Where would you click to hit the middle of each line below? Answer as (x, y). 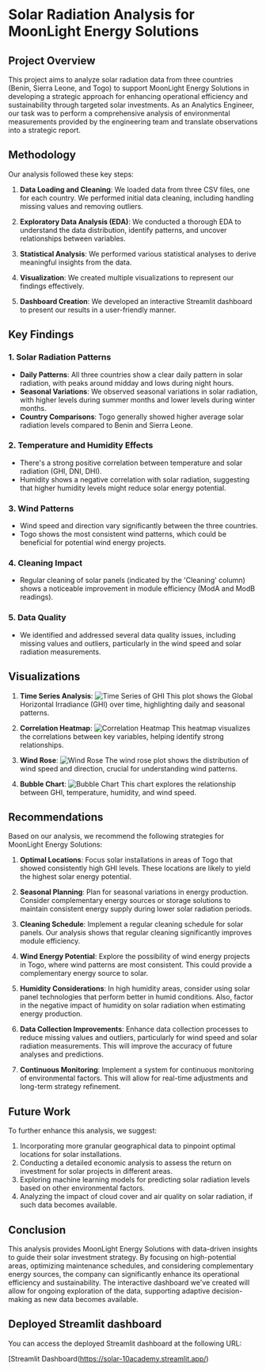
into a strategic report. (45, 130)
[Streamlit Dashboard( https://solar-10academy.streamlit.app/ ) (108, 1358)
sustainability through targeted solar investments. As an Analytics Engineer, (131, 105)
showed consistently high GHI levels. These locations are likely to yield (135, 868)
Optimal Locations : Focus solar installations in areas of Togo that (126, 860)
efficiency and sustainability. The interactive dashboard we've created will (129, 1282)
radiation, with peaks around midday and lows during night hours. (127, 383)
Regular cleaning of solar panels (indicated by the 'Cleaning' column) (132, 581)
